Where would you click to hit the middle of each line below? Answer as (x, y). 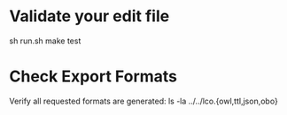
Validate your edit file (89, 16)
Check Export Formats (93, 77)
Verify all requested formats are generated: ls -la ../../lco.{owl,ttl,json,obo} (144, 101)
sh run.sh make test (45, 41)
